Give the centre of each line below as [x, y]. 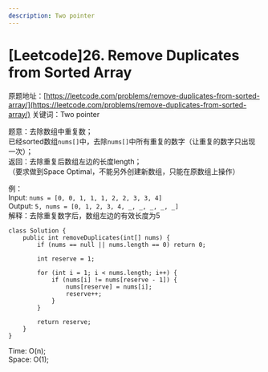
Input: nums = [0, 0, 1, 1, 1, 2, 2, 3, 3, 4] [85, 197]
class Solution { [37, 230]
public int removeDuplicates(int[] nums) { [97, 237]
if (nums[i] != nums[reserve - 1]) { [114, 280]
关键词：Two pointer [66, 114]
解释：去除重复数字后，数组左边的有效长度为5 [84, 215]
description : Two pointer [51, 16]
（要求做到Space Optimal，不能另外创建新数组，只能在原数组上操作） [124, 171]
